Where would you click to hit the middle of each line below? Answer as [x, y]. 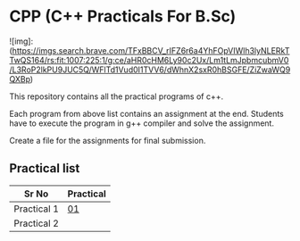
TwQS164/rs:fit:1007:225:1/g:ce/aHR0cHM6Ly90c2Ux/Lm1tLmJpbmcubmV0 [149, 60]
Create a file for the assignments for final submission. [108, 140]
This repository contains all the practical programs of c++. [117, 96]
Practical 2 [37, 223]
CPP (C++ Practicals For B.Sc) [123, 17]
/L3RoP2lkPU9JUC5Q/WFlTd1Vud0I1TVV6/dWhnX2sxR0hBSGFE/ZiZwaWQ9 [150, 70]
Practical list [45, 168]
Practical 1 [37, 209]
